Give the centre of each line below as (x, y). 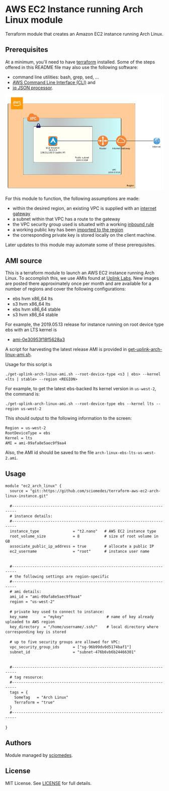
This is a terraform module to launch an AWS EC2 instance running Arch (80, 273)
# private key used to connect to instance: (57, 612)
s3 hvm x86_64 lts (31, 304)
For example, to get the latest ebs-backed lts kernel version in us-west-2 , (81, 389)
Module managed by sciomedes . (39, 755)
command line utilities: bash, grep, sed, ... (56, 77)
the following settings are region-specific (62, 577)
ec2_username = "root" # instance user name (80, 552)
